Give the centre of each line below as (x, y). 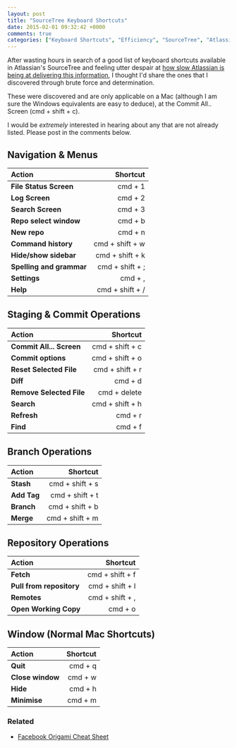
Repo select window (46, 221)
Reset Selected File (44, 369)
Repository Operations (58, 543)
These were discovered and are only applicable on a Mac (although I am (112, 97)
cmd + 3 (132, 209)
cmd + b (132, 221)
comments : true (30, 34)
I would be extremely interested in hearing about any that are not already (113, 125)
